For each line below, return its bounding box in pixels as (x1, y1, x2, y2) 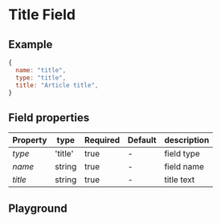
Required (84, 135, 121, 146)
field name (164, 161, 205, 172)
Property (12, 135, 47, 146)
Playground (8, 201, 68, 215)
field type (164, 148, 201, 160)
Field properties (8, 111, 90, 124)
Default (127, 135, 157, 146)
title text (164, 174, 195, 185)
